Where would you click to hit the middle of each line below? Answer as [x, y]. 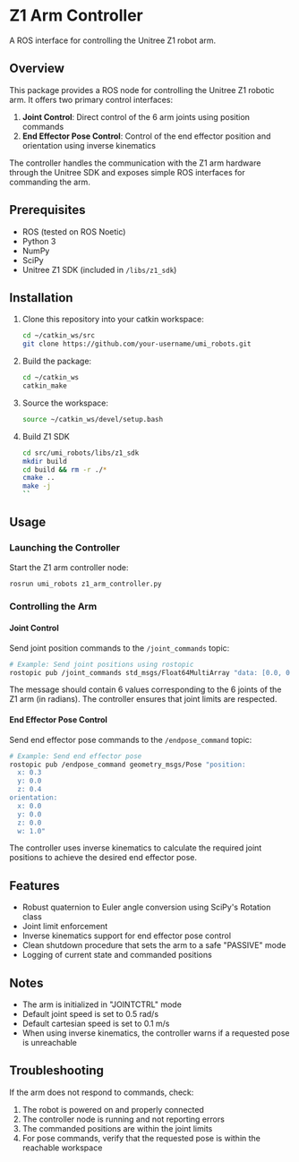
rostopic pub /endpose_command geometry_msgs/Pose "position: [128, 765]
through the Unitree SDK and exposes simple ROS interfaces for [127, 172]
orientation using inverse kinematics [89, 145]
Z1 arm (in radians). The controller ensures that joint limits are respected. [143, 699]
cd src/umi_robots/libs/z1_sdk [81, 453]
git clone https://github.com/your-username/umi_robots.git [137, 344]
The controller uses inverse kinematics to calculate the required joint [136, 848]
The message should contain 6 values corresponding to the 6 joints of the [145, 689]
